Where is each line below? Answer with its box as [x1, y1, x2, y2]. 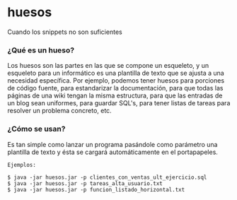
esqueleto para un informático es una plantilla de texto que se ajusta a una [7, 69, 224, 78]
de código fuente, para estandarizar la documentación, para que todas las [7, 84, 224, 93]
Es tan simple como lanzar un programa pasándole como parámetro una [7, 140, 218, 148]
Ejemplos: [7, 161, 37, 168]
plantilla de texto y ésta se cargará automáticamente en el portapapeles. [7, 148, 218, 156]
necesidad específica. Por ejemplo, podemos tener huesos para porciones [7, 76, 225, 85]
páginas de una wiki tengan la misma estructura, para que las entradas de [7, 91, 223, 100]
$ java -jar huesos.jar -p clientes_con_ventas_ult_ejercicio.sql [7, 174, 207, 181]
